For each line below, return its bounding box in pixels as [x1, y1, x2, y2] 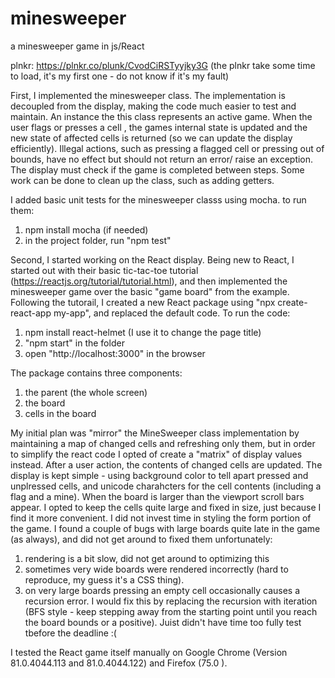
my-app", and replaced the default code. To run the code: [53, 307, 291, 319]
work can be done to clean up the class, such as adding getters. [10, 174, 275, 186]
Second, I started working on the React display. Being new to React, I [10, 253, 295, 266]
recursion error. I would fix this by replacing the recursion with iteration [24, 595, 318, 607]
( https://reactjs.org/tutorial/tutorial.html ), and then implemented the [10, 275, 288, 287]
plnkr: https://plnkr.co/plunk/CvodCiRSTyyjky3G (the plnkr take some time [10, 59, 316, 71]
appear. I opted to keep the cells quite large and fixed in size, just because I [10, 501, 322, 513]
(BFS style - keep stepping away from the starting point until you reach [24, 605, 318, 617]
